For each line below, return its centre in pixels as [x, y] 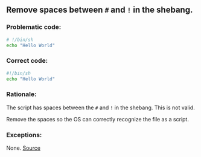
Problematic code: [34, 27]
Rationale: [21, 94]
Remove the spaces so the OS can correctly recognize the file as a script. [97, 119]
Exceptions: [24, 135]
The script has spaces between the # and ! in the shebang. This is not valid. [101, 107]
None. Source [24, 148]
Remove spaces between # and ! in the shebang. [100, 10]
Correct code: [27, 61]
